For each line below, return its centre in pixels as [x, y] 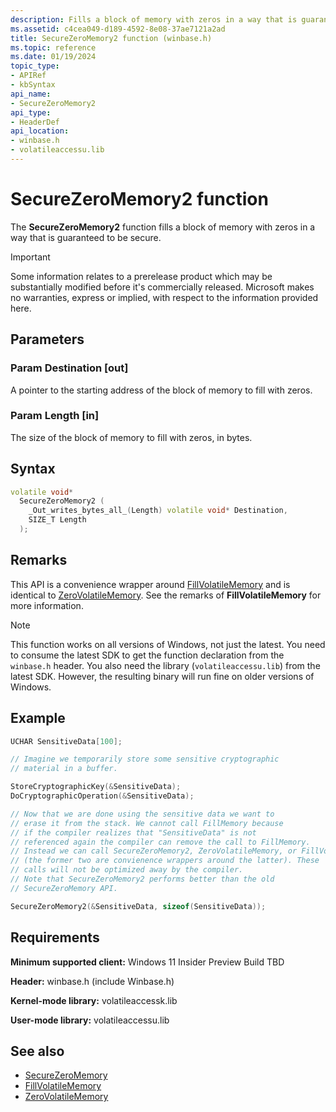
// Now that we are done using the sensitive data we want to [142, 814]
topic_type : [35, 66]
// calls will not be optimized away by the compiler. [127, 870]
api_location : [40, 131]
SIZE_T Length [57, 520]
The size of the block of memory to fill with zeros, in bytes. [131, 437]
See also [37, 1051]
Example [38, 718]
